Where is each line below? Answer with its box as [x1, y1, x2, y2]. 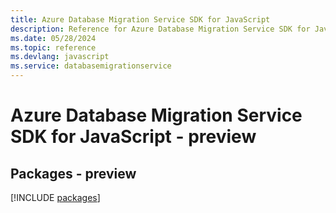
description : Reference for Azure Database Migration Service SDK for [10, 24, 311, 34]
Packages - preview [10, 165, 137, 182]
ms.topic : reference [10, 42, 97, 53]
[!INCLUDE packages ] [10, 192, 101, 203]
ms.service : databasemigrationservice [10, 61, 172, 71]
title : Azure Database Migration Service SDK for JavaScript [10, 14, 271, 25]
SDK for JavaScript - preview [10, 126, 257, 148]
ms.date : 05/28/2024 [10, 33, 97, 43]
